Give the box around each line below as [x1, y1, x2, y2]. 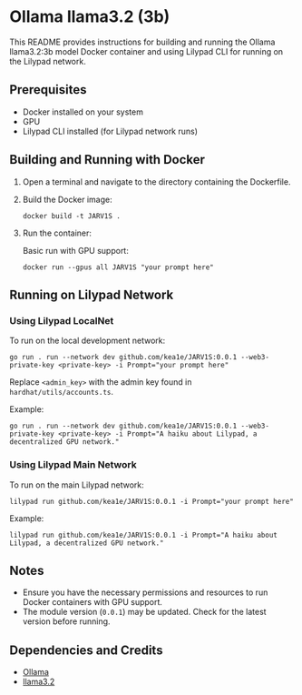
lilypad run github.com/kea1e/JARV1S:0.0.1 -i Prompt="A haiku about [9, 530, 278, 539]
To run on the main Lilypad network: [9, 479, 145, 490]
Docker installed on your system [22, 106, 143, 117]
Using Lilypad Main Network [9, 458, 138, 471]
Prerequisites [9, 82, 87, 97]
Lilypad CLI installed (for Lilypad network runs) [22, 126, 198, 136]
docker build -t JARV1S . [22, 211, 121, 220]
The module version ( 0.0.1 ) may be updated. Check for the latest [22, 607, 267, 618]
